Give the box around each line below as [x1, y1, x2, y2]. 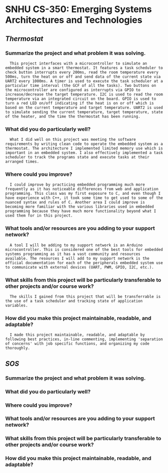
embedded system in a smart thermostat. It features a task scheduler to [5, 65, 163, 70]
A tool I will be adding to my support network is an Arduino [10, 242, 143, 248]
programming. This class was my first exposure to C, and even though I [5, 191, 161, 196]
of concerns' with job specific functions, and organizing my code [5, 341, 150, 346]
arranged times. [5, 159, 39, 165]
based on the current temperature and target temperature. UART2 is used [5, 105, 163, 110]
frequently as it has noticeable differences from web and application [5, 187, 158, 192]
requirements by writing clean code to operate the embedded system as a [5, 141, 163, 147]
